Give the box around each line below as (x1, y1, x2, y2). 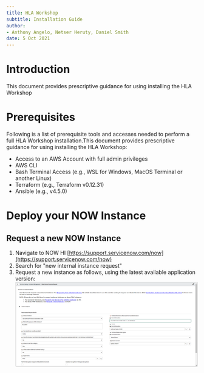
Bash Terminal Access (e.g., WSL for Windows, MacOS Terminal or (15, 168, 183, 175)
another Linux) (15, 175, 52, 182)
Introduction (6, 63, 70, 76)
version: (15, 275, 36, 282)
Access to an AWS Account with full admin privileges (15, 155, 148, 162)
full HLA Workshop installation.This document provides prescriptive (6, 137, 175, 144)
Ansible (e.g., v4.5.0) (15, 187, 68, 195)
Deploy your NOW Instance (6, 209, 146, 223)
